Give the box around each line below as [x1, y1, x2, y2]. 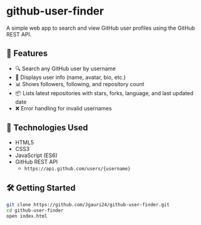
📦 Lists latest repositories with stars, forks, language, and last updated [15, 89, 194, 96]
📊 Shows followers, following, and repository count [15, 80, 145, 87]
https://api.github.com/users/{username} [24, 166, 131, 172]
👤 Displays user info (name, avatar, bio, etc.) [15, 73, 126, 81]
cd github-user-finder [6, 207, 64, 213]
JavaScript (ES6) [15, 152, 58, 159]
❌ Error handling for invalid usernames [15, 104, 112, 112]
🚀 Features [6, 49, 48, 59]
